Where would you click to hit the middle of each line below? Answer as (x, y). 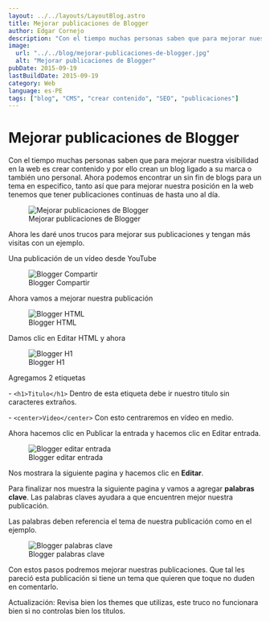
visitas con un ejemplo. (47, 243)
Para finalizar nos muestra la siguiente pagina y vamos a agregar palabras (131, 489)
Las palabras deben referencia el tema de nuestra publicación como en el (130, 521)
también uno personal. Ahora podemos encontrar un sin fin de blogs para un (135, 177)
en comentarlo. (33, 587)
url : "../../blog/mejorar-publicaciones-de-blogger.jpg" (113, 53)
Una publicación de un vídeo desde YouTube (82, 259)
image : (19, 46)
